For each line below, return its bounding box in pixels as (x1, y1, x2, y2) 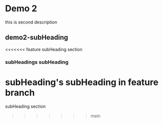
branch (5, 87, 35, 98)
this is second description (5, 19, 57, 25)
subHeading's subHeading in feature (5, 76, 159, 88)
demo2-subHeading (5, 33, 68, 42)
